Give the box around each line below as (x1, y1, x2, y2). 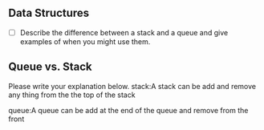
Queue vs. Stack (8, 60, 92, 74)
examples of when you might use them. (19, 36, 151, 47)
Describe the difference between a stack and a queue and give (19, 27, 229, 37)
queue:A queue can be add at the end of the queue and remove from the (8, 105, 249, 115)
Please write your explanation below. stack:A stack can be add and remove (8, 81, 257, 91)
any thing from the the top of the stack (8, 90, 136, 100)
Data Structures (8, 6, 90, 20)
